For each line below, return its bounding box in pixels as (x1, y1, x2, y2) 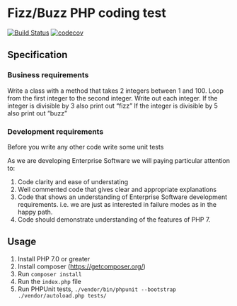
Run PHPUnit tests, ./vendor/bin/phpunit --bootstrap (17, 285, 177, 293)
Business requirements (7, 70, 89, 80)
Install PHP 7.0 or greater (17, 254, 91, 263)
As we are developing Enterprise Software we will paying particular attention (7, 156, 231, 164)
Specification (7, 49, 68, 61)
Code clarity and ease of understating (17, 177, 129, 186)
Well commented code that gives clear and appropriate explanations (17, 185, 217, 193)
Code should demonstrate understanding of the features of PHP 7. (17, 215, 211, 224)
